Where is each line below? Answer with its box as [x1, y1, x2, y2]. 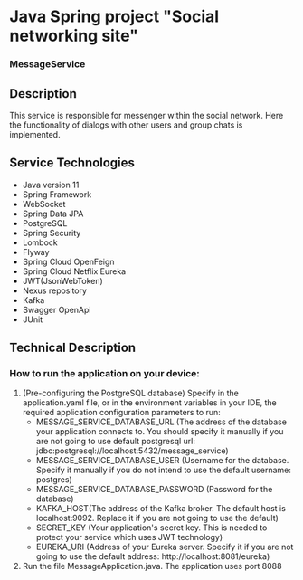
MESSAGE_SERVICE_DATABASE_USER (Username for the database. [35, 455, 289, 466]
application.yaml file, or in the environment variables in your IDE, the [22, 397, 278, 408]
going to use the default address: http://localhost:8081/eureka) [35, 551, 270, 562]
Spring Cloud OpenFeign [22, 256, 115, 267]
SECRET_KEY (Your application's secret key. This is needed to [35, 522, 268, 533]
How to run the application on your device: [9, 367, 201, 380]
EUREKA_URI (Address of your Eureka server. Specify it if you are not [35, 541, 294, 553]
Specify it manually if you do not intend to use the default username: [35, 464, 291, 476]
